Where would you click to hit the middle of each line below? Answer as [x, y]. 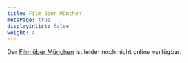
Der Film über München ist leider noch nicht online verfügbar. [94, 52]
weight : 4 [21, 33]
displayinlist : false [38, 26]
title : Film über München [44, 13]
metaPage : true [29, 20]
